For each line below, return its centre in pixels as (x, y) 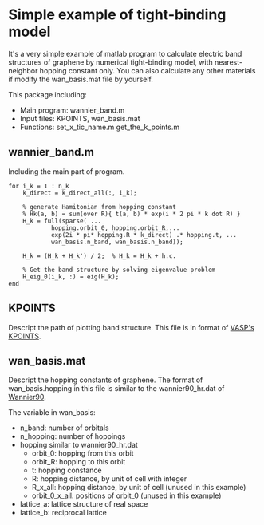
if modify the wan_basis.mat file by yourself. (81, 79)
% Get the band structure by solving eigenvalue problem (119, 270)
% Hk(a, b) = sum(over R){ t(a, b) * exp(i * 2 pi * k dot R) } (132, 214)
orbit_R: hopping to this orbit (79, 462)
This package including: (48, 94)
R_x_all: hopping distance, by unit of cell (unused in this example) (139, 487)
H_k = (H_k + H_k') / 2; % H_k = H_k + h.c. (100, 256)
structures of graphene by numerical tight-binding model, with (110, 62)
